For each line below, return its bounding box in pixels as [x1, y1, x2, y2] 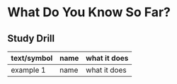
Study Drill [7, 32, 55, 44]
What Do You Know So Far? [7, 4, 171, 20]
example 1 [11, 65, 46, 75]
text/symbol [11, 54, 53, 63]
